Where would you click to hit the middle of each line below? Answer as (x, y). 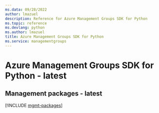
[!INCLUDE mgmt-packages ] (34, 105)
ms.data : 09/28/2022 (26, 9)
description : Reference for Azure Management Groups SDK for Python (76, 19)
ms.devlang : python (25, 28)
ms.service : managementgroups (36, 41)
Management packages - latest (54, 94)
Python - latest (36, 75)
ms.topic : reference (26, 23)
